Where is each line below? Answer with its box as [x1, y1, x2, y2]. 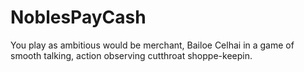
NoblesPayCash [10, 6, 147, 29]
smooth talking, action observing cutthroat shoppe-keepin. [10, 49, 253, 61]
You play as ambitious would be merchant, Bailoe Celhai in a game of [10, 39, 295, 51]
